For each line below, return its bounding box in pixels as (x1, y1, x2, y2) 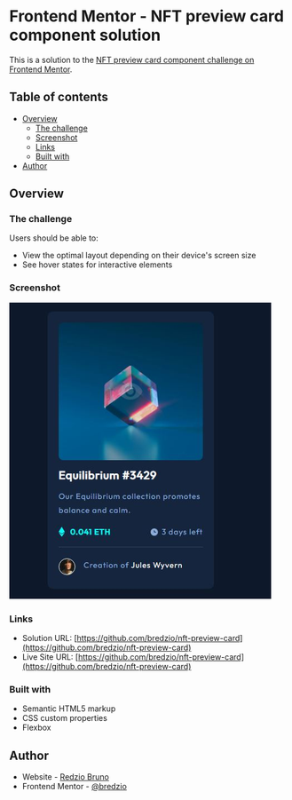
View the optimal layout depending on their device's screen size (21, 250, 256, 261)
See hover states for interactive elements (21, 259, 173, 270)
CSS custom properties (21, 713, 108, 724)
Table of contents (9, 90, 108, 105)
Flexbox (21, 722, 51, 733)
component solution (9, 25, 162, 45)
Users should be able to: (9, 233, 99, 243)
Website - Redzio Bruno (21, 772, 109, 782)
